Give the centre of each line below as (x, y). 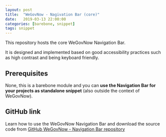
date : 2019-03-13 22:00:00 (36, 19)
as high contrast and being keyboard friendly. (52, 57)
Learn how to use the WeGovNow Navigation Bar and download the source (83, 123)
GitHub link (23, 112)
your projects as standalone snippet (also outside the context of (72, 90)
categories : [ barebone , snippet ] (40, 24)
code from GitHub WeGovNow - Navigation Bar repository (65, 129)
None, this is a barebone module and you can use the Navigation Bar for (80, 85)
